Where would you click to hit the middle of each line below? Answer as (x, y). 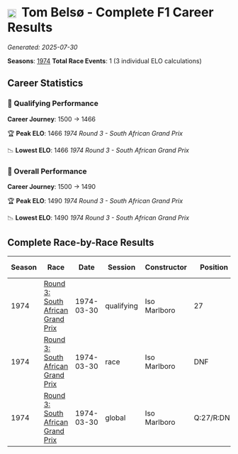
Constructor (166, 267)
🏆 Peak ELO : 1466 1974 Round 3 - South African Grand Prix (95, 133)
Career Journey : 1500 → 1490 (52, 186)
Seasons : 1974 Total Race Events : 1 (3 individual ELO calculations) (104, 60)
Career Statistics (45, 83)
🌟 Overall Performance (47, 171)
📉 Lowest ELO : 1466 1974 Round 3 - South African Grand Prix (98, 150)
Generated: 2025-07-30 (42, 47)
